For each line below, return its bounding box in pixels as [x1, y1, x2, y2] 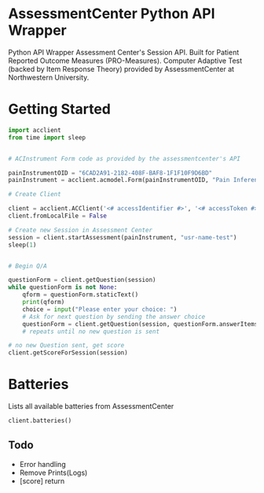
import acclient [8, 126, 61, 134]
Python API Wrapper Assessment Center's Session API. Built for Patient [8, 47, 240, 57]
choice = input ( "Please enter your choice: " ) [22, 305, 178, 313]
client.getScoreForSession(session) [8, 349, 128, 357]
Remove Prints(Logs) [19, 468, 88, 477]
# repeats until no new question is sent [22, 328, 159, 335]
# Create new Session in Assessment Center [8, 226, 153, 234]
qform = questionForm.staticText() [22, 291, 139, 299]
